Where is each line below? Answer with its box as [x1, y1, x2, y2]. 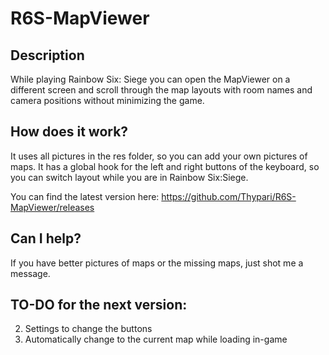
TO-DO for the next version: [10, 297, 188, 314]
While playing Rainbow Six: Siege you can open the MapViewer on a [10, 73, 291, 85]
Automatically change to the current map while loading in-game [24, 333, 288, 346]
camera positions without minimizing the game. [10, 95, 205, 106]
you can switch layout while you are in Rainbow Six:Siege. [10, 171, 249, 183]
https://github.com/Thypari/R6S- [161, 190, 297, 202]
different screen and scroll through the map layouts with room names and [10, 84, 313, 96]
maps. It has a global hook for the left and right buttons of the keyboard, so [10, 160, 320, 172]
